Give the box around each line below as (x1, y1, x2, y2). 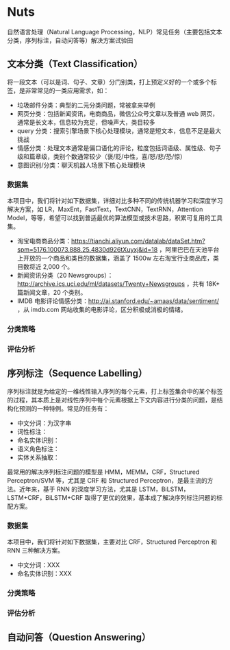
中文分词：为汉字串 (16, 419, 72, 427)
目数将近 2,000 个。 (16, 263, 74, 271)
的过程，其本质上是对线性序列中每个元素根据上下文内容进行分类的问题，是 (7, 396, 217, 404)
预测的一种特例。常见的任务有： (18, 404, 110, 412)
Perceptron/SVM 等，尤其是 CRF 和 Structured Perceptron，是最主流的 (7, 476, 207, 484)
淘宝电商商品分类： (16, 237, 72, 245)
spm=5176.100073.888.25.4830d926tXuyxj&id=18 (16, 245, 158, 254)
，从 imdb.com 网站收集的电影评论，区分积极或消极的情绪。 (16, 306, 187, 314)
